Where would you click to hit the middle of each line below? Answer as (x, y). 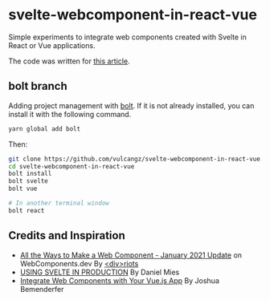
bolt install (30, 174)
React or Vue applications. (52, 45)
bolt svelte (28, 181)
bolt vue (23, 189)
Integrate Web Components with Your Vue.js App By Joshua (119, 280)
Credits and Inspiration (67, 235)
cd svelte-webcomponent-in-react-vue (72, 166)
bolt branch (38, 86)
